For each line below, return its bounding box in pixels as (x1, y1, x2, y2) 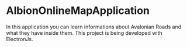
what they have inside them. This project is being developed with (6, 29, 162, 36)
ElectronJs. (6, 35, 33, 42)
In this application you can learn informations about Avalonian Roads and (6, 23, 182, 30)
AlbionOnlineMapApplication (6, 4, 150, 17)
